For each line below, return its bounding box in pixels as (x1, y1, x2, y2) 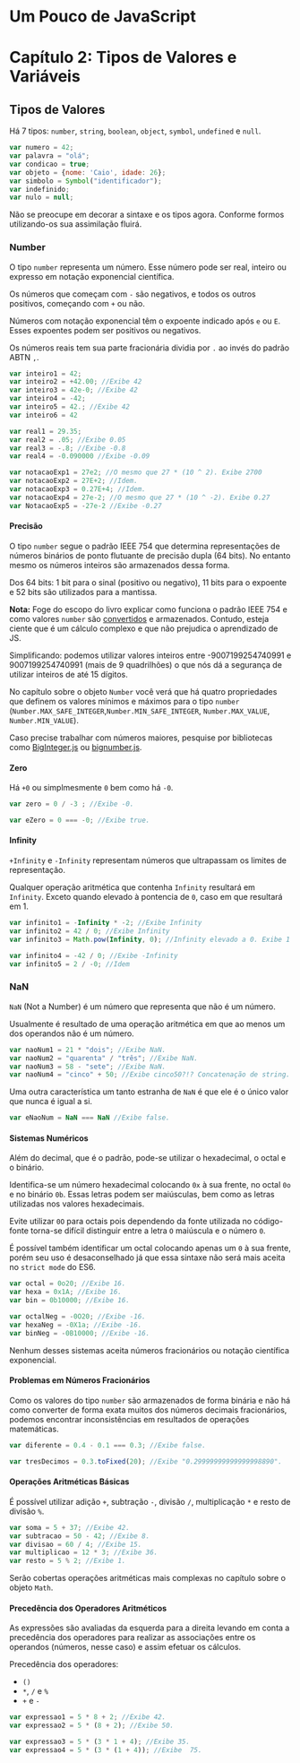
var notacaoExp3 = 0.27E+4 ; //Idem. (9, 485, 146, 494)
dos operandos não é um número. (9, 1028, 134, 1039)
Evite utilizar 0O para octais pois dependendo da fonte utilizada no (9, 1216, 253, 1227)
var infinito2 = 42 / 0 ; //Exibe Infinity (9, 926, 170, 936)
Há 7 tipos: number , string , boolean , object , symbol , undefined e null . (9, 125, 261, 136)
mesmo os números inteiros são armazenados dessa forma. (9, 559, 230, 570)
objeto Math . (9, 1582, 54, 1593)
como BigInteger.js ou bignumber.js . (9, 741, 142, 752)
